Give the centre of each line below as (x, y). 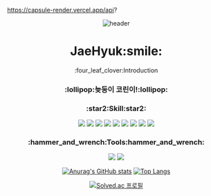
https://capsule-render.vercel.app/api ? (62, 10)
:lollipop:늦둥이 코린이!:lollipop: (116, 89)
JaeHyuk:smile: (116, 51)
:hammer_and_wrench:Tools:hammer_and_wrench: (116, 142)
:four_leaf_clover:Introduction (116, 70)
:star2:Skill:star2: (116, 108)
